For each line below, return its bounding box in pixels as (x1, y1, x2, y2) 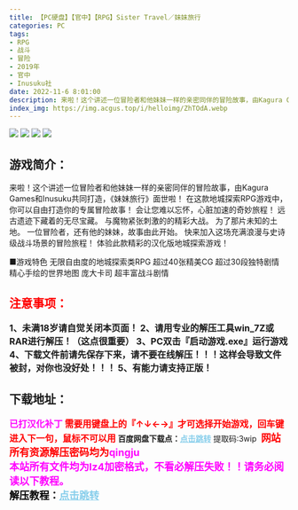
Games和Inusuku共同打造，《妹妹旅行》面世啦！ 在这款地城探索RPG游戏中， (9, 193, 288, 204)
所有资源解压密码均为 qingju (9, 445, 140, 459)
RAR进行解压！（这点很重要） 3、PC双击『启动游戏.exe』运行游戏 (9, 334, 288, 347)
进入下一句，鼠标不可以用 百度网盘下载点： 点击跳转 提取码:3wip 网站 (9, 431, 281, 444)
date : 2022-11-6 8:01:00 (9, 87, 101, 96)
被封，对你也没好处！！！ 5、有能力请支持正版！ (9, 361, 213, 373)
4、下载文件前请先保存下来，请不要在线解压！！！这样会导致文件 (9, 348, 282, 360)
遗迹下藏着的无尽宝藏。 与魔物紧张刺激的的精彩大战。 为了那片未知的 (16, 216, 271, 226)
